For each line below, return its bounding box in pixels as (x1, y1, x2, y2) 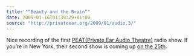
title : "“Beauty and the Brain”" (6, 8, 91, 15)
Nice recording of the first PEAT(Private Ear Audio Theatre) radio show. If (6, 37, 189, 44)
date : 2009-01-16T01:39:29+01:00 (6, 14, 91, 20)
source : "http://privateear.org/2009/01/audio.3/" (6, 20, 137, 26)
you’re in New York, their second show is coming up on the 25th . (6, 43, 167, 50)
